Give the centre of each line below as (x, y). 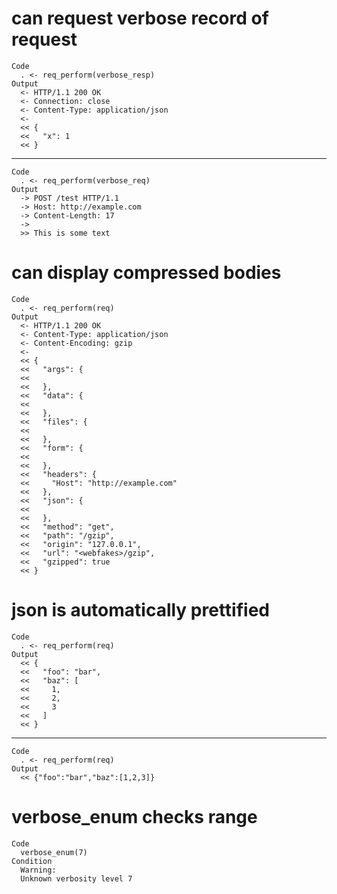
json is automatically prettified (140, 610)
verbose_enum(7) (54, 852)
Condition (32, 861)
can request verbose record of (140, 18)
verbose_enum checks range (134, 817)
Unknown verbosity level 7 (76, 878)
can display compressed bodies (146, 273)
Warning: (38, 870)
